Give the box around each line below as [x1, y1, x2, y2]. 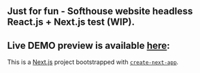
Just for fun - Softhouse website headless [7, 6, 193, 17]
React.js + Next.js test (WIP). [7, 17, 135, 28]
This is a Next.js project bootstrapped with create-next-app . [7, 58, 179, 66]
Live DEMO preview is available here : [7, 39, 170, 51]
